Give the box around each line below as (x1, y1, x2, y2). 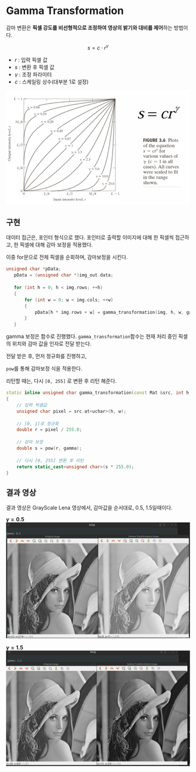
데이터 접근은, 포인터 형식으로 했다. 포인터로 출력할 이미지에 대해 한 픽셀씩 (6, 234, 174, 241)
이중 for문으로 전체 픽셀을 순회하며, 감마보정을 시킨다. (6, 254, 128, 261)
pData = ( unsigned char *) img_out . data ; (13, 272, 114, 278)
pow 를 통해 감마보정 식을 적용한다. (6, 365, 83, 372)
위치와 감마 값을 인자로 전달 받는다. (12, 340, 92, 347)
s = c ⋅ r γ (87, 43, 109, 51)
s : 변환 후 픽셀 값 (14, 63, 55, 71)
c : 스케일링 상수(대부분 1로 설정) (14, 78, 89, 85)
